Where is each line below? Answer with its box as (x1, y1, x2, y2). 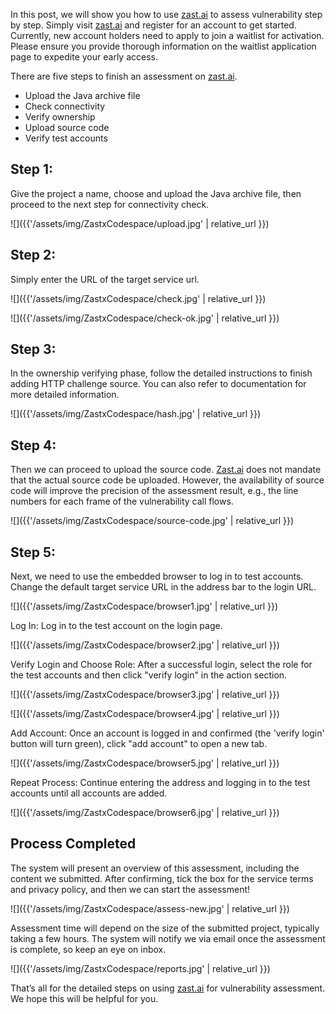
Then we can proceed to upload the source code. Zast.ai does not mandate (10, 464, 322, 476)
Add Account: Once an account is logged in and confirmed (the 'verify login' (10, 727, 325, 739)
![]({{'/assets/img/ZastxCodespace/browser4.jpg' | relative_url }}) (10, 708, 280, 720)
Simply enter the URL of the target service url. (10, 273, 200, 285)
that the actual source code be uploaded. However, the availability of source (10, 474, 325, 486)
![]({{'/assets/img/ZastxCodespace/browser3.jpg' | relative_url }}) (10, 689, 280, 701)
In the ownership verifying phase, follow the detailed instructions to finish (10, 367, 313, 379)
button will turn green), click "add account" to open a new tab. (10, 738, 268, 750)
